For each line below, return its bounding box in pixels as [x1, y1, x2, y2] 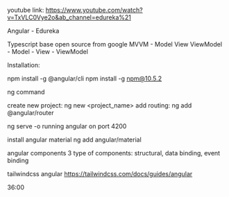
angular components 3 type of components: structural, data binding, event [7, 149, 221, 157]
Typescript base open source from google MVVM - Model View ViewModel [7, 40, 223, 48]
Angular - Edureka [7, 27, 60, 35]
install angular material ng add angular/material [7, 135, 142, 144]
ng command [7, 88, 45, 96]
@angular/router [7, 109, 54, 117]
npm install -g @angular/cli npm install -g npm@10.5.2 [7, 74, 162, 83]
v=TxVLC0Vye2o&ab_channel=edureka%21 [7, 13, 132, 22]
